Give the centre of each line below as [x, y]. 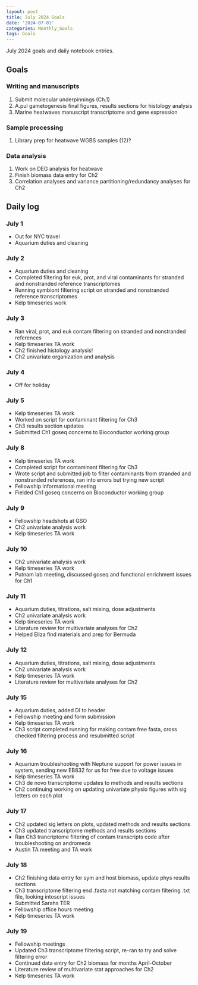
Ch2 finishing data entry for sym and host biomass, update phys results [102, 878]
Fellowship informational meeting [55, 486]
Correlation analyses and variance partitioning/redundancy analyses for [103, 182]
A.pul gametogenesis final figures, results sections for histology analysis [103, 105]
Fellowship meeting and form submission [65, 717]
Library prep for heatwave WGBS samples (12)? [73, 141]
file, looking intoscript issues [50, 896]
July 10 [17, 548]
